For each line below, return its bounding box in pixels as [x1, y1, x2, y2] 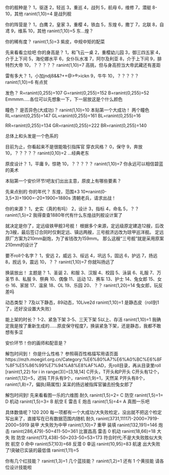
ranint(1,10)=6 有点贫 [5, 79, 48, 85]
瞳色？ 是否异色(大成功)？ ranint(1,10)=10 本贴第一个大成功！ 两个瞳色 [5, 107, 150, 113]
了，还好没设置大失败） [5, 306, 54, 311]
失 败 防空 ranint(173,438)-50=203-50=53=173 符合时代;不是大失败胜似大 [5, 434, 158, 441]
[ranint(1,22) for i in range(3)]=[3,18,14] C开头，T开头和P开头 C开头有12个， [5, 369, 162, 375]
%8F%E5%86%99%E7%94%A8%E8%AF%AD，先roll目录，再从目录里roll [5, 363, 161, 368]
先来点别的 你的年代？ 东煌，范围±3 [5, 189, 80, 194]
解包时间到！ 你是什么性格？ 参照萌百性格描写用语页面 [5, 351, 119, 357]
